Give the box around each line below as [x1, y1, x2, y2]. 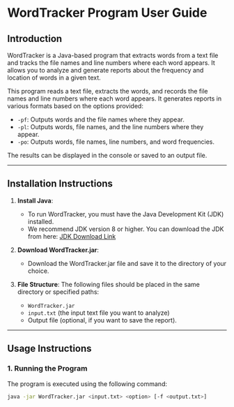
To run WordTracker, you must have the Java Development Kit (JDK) [27, 209, 224, 218]
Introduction [7, 33, 63, 45]
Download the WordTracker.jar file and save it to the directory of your [27, 259, 227, 267]
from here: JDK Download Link [27, 232, 116, 240]
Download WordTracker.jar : [17, 246, 100, 254]
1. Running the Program [7, 364, 88, 373]
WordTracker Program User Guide [7, 5, 208, 21]
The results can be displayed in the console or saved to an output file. [7, 151, 208, 159]
